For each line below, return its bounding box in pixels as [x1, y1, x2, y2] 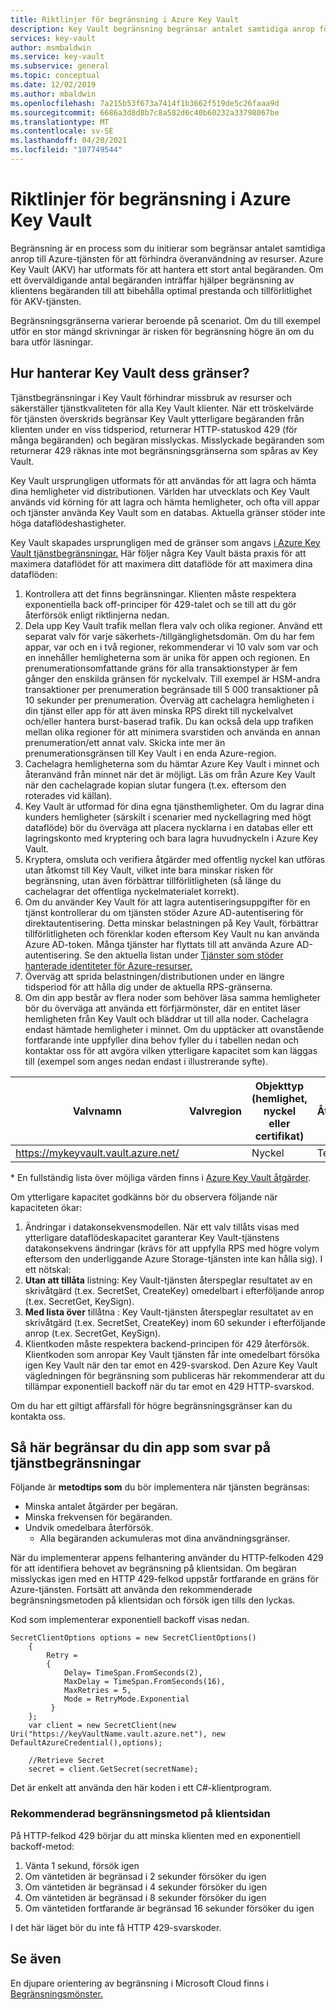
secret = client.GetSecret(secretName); [28, 1764, 199, 1775]
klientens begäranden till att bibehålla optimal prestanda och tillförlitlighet [10, 284, 313, 296]
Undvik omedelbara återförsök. [24, 1522, 154, 1534]
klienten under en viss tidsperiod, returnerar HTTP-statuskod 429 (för [10, 423, 298, 435]
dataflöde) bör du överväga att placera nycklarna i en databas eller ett [24, 821, 314, 833]
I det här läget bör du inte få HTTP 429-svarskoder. [10, 1921, 222, 1933]
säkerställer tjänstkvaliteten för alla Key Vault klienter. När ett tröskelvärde [10, 402, 314, 414]
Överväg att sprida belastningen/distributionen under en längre [24, 970, 285, 982]
